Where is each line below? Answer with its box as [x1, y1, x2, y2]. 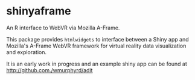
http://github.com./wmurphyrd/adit [6, 66, 93, 73]
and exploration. [6, 48, 47, 55]
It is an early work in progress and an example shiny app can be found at [6, 60, 187, 67]
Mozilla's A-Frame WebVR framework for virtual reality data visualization [6, 42, 187, 49]
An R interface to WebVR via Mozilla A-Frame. [6, 24, 120, 31]
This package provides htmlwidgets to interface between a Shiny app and [6, 35, 189, 43]
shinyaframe [6, 4, 71, 18]
